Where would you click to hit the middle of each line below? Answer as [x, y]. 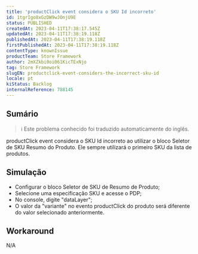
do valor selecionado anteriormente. [60, 212]
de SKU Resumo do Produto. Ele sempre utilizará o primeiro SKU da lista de [99, 147]
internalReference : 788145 [40, 90]
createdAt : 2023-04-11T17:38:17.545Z [53, 28]
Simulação [26, 172]
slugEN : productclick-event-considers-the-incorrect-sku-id [83, 73]
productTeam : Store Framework [44, 56]
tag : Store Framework [33, 67]
